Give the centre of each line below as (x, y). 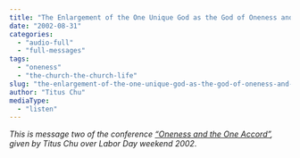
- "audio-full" (46, 42)
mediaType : (29, 100)
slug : (19, 84)
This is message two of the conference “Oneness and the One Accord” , (141, 134)
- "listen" (37, 109)
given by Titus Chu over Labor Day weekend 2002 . (103, 144)
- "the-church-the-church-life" (78, 76)
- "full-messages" (52, 51)
